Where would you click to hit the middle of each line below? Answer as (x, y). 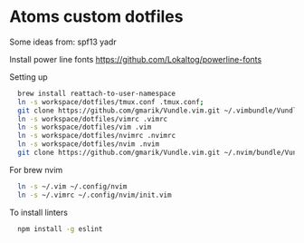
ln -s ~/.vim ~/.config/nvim (72, 186)
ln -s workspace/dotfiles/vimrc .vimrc (93, 119)
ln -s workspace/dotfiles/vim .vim (85, 127)
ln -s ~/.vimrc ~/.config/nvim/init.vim (95, 195)
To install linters (38, 212)
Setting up (28, 77)
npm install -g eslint (60, 228)
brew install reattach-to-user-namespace (97, 93)
